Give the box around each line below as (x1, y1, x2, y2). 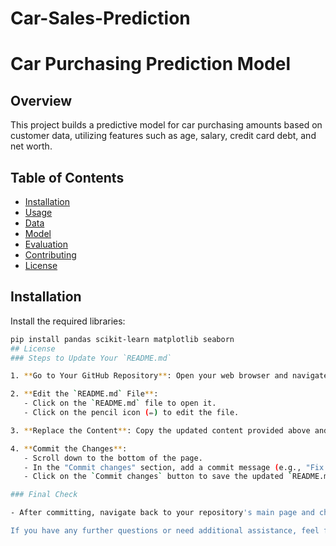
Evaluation (24, 238, 69, 250)
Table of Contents (10, 169, 125, 186)
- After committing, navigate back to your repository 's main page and (10, 508, 315, 518)
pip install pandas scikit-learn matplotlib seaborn (10, 334, 235, 344)
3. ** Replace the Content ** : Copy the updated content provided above (10, 425, 311, 436)
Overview (10, 92, 73, 109)
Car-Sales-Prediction (10, 7, 191, 30)
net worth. (10, 140, 53, 152)
